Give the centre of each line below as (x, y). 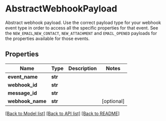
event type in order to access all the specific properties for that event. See (82, 27)
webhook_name (27, 101)
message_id (22, 93)
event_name (23, 76)
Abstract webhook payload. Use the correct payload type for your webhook (83, 22)
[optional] (113, 101)
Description (82, 68)
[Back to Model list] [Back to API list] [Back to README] (62, 113)
